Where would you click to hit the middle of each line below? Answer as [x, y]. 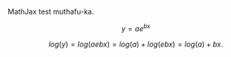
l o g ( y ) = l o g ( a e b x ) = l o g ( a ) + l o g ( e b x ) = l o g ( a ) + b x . [136, 44]
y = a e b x [136, 28]
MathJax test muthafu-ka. [51, 12]
